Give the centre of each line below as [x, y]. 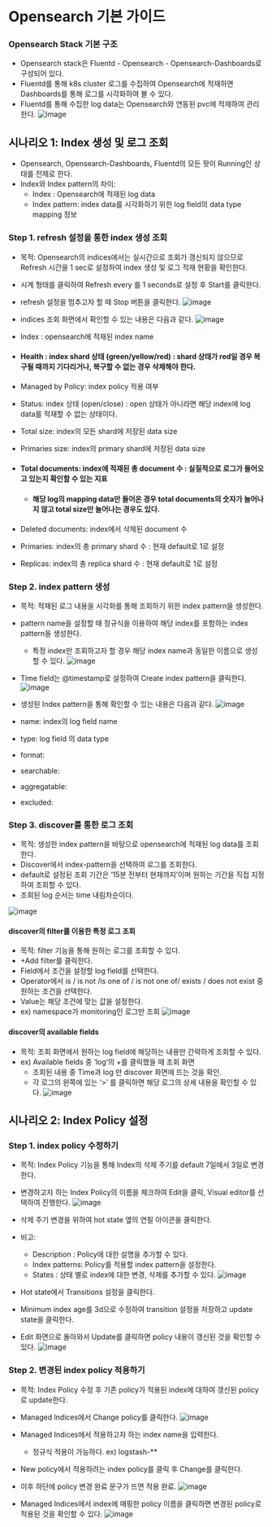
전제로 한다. [54, 174]
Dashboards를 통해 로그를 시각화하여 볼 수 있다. [97, 94]
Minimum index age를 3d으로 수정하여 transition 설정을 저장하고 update [136, 1310]
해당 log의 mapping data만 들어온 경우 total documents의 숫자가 [137, 498]
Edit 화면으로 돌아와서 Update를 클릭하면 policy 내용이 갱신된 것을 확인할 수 [140, 1337]
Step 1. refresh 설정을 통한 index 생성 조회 [88, 238]
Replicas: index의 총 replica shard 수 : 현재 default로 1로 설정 [119, 564]
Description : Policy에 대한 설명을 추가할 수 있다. [110, 1254]
